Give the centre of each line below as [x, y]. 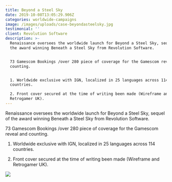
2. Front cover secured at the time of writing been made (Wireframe [85, 94]
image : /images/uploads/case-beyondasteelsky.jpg [59, 24]
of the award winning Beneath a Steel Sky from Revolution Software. [77, 118]
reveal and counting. [27, 134]
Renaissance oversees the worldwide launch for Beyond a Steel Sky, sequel [85, 113]
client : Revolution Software [36, 34]
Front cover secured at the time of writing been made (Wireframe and [86, 159]
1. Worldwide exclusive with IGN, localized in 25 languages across [84, 80]
